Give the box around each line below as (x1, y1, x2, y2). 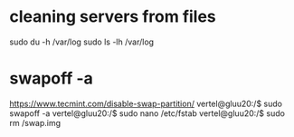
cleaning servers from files (9, 6, 217, 27)
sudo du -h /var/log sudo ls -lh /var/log (9, 36, 155, 47)
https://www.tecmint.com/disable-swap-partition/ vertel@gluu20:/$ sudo (9, 98, 283, 109)
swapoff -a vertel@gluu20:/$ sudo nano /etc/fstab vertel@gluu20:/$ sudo (9, 107, 285, 119)
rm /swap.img (9, 117, 62, 128)
